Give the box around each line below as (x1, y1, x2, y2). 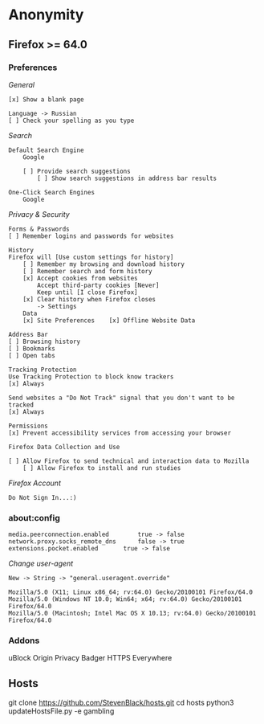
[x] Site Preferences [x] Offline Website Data (22, 316, 196, 325)
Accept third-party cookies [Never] (37, 281, 160, 289)
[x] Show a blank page (8, 95, 84, 104)
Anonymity (8, 6, 84, 24)
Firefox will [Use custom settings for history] (8, 253, 174, 261)
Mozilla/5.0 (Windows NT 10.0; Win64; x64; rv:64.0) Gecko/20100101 (8, 595, 242, 603)
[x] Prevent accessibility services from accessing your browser (8, 428, 231, 437)
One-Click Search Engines (8, 188, 95, 196)
